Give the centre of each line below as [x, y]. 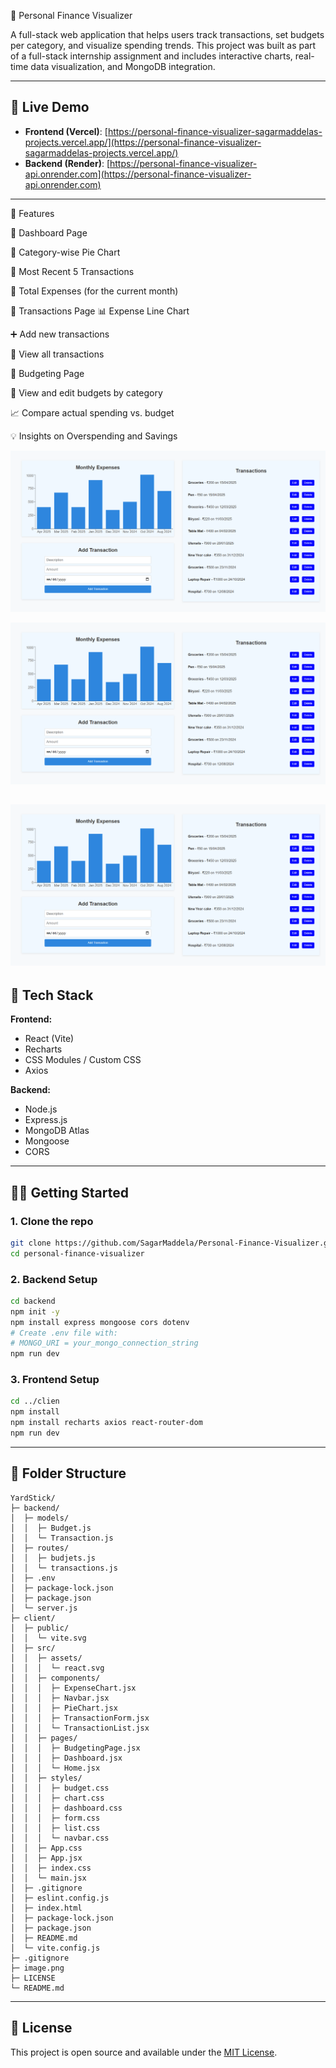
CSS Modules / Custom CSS [83, 1060]
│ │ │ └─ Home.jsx [55, 1768]
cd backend [33, 1301]
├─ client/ [33, 1618]
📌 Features [32, 213]
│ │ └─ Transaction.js [62, 1538]
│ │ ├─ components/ [55, 1678]
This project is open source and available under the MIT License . [144, 2052]
